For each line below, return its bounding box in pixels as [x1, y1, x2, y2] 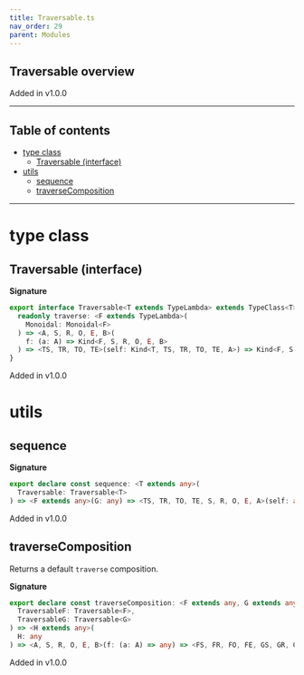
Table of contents [9, 122, 110, 138]
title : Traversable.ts [9, 13, 95, 23]
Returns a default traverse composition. [9, 563, 158, 574]
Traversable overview [9, 64, 136, 79]
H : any [17, 632, 43, 641]
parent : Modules [9, 30, 71, 39]
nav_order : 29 [9, 22, 63, 31]
